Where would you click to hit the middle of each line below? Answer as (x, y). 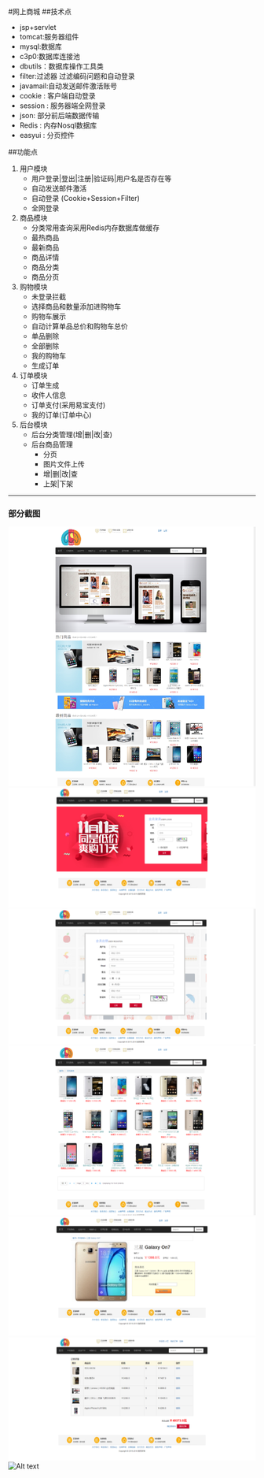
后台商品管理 (52, 444)
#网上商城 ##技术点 (40, 11)
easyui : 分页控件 (47, 135)
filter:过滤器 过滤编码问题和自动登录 (77, 76)
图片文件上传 (64, 464)
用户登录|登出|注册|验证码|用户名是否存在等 (101, 178)
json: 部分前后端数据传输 (59, 115)
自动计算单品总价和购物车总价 (79, 326)
